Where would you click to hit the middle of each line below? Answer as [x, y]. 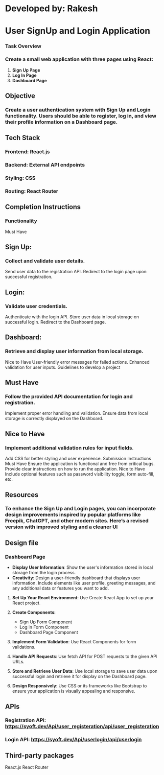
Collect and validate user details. [45, 261]
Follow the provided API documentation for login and [69, 397]
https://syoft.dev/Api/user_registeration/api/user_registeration [82, 727]
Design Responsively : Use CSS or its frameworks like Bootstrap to [80, 686]
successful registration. [29, 277]
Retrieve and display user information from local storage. [74, 352]
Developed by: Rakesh [51, 9]
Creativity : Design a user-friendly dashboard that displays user [76, 578]
